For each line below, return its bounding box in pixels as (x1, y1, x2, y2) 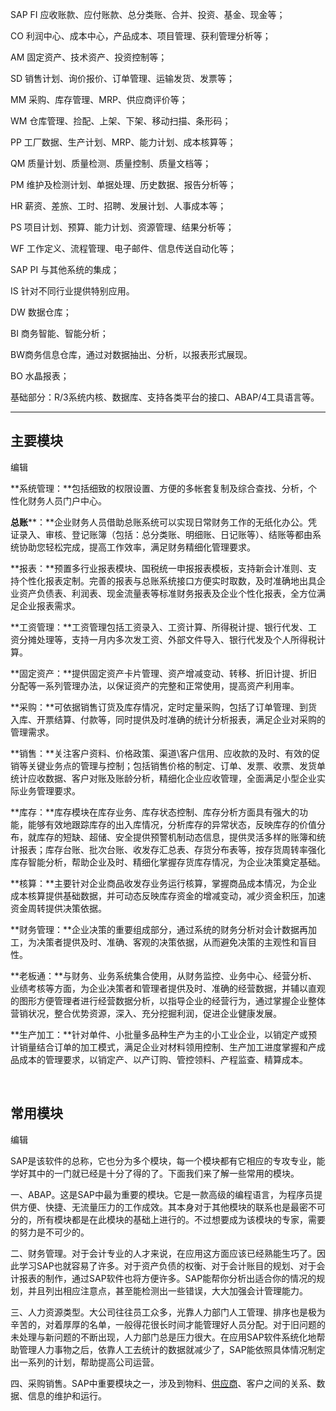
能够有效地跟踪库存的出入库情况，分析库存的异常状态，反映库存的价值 (27, 818, 317, 830)
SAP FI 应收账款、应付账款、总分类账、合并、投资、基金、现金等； (10, 9, 286, 20)
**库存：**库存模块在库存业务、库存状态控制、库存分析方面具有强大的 (10, 806, 300, 818)
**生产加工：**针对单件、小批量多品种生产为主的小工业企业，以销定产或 (10, 1028, 309, 1040)
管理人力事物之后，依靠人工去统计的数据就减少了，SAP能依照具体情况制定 (18, 1343, 326, 1355)
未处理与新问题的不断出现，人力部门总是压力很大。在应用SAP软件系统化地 (10, 1331, 317, 1343)
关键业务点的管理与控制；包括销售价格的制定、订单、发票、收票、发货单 (27, 759, 326, 772)
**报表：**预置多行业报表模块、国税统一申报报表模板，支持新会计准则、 (10, 562, 309, 574)
